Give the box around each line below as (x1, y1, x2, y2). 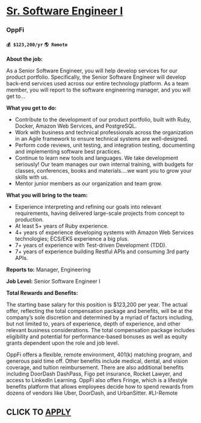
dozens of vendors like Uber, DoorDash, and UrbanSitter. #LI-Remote (6, 389, 178, 397)
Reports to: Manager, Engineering (6, 266, 91, 273)
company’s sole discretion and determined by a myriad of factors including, (6, 314, 194, 321)
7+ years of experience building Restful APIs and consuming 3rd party (14, 248, 190, 255)
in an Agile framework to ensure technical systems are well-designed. (14, 135, 188, 143)
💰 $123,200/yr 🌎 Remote (6, 42, 68, 48)
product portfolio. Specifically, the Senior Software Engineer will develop (6, 73, 187, 81)
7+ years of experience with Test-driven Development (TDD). (14, 242, 167, 249)
